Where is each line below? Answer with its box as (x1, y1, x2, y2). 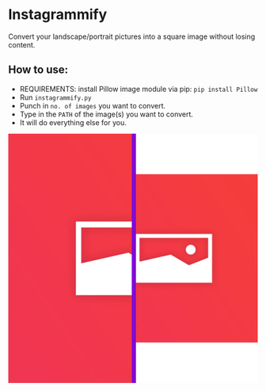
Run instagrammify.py (19, 93, 92, 102)
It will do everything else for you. (19, 117, 127, 127)
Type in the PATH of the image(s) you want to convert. (19, 109, 194, 119)
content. (8, 40, 36, 49)
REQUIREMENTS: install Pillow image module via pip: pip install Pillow (19, 84, 258, 93)
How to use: (8, 63, 69, 77)
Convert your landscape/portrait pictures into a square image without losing (8, 32, 256, 41)
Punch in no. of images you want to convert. (19, 101, 166, 110)
